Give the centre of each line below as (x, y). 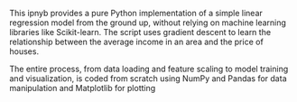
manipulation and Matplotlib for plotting (83, 88)
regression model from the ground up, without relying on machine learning (148, 23)
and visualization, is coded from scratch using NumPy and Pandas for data (148, 79)
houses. (24, 51)
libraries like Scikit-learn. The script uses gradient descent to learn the (140, 32)
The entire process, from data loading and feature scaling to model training (149, 69)
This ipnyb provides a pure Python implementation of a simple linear (136, 13)
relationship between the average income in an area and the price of (136, 42)
